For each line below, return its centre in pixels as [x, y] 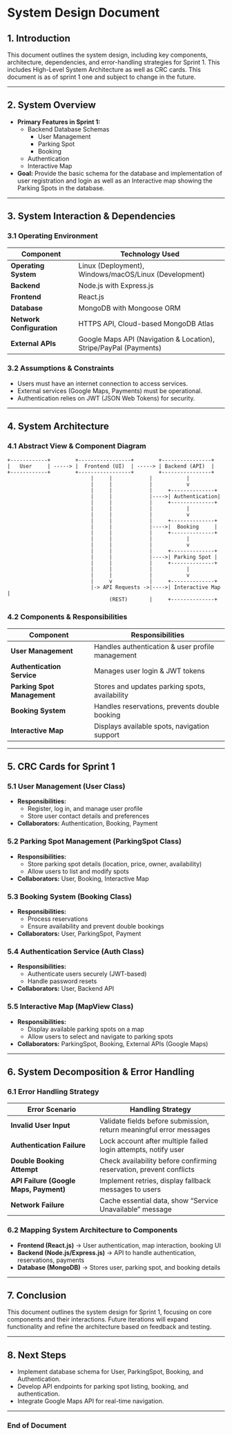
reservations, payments [51, 1260]
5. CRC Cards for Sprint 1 [61, 767]
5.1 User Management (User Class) [66, 787]
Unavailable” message [136, 1209]
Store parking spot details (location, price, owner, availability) [115, 863]
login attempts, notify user [142, 1150]
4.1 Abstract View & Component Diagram [77, 446]
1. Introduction [39, 38]
